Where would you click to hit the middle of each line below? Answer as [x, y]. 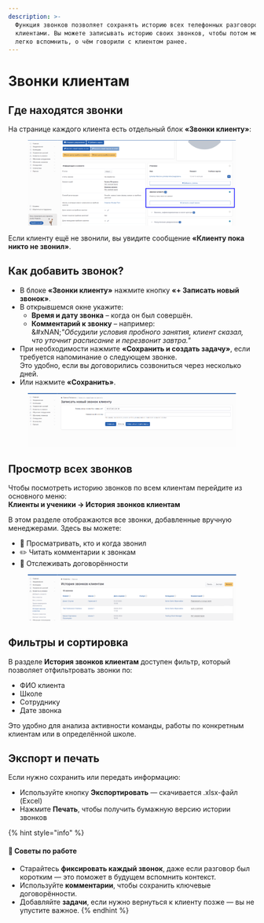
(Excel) [31, 801]
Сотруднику [40, 702]
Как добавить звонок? [66, 271]
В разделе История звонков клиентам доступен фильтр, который [119, 661]
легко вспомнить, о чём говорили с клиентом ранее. [102, 42]
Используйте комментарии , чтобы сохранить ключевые [115, 885]
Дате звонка [40, 710]
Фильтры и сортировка [68, 643]
